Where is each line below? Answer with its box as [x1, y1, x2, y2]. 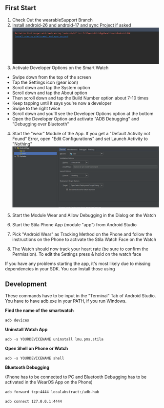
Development [5, 280, 47, 288]
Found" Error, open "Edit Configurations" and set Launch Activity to [12, 136, 148, 142]
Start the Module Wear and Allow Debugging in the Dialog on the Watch [12, 212, 156, 218]
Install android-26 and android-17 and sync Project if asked [12, 22, 131, 28]
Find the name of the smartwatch [5, 308, 74, 313]
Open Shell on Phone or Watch [5, 345, 68, 352]
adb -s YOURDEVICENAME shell [5, 356, 64, 361]
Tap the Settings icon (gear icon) [12, 79, 79, 85]
